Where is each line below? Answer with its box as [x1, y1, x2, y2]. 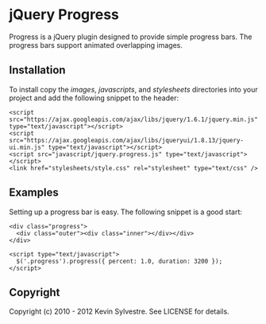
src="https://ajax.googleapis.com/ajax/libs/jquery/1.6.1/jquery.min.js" [9, 115, 259, 123]
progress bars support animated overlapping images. [9, 40, 183, 49]
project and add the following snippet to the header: [9, 93, 179, 103]
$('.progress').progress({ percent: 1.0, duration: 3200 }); [16, 257, 223, 265]
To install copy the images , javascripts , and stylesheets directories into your [9, 84, 258, 94]
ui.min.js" [9, 143, 45, 151]
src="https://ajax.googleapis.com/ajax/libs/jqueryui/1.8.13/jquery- [9, 136, 245, 144]
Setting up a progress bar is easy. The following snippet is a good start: [9, 207, 243, 217]
